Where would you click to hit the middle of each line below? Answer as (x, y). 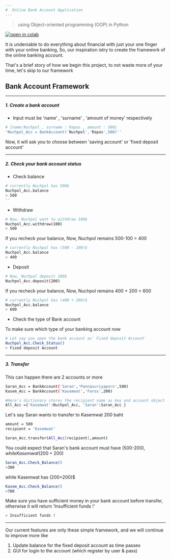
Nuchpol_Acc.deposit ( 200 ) (33, 281)
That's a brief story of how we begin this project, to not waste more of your (84, 65)
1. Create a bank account (32, 105)
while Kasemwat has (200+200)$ (40, 477)
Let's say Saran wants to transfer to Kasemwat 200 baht (64, 415)
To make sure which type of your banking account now (63, 329)
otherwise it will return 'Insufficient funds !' (50, 506)
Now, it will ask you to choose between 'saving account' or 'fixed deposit (82, 142)
